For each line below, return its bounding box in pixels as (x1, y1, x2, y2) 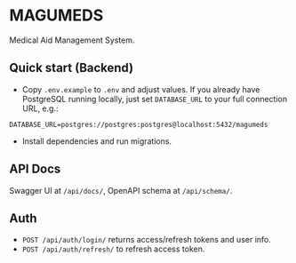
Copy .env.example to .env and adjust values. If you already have (21, 84, 260, 94)
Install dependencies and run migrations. (21, 135, 172, 147)
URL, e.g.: (21, 103, 59, 114)
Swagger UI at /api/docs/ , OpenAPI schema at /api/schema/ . (9, 185, 233, 195)
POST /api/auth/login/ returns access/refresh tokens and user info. (21, 235, 271, 245)
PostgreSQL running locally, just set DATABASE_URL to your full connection (21, 93, 288, 104)
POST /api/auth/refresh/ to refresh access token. (21, 243, 205, 254)
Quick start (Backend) (9, 60, 134, 76)
